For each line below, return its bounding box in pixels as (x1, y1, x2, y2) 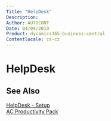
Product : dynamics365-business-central (6, 31, 106, 37)
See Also (6, 86, 40, 96)
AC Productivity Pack (6, 108, 58, 115)
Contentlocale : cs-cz (6, 36, 60, 42)
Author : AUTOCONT (6, 20, 50, 26)
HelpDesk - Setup (6, 102, 50, 108)
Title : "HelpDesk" (6, 8, 52, 15)
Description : (6, 14, 39, 20)
